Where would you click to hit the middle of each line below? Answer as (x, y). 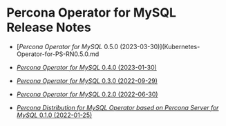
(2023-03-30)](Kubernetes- (160, 46)
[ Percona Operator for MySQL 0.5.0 (67, 46)
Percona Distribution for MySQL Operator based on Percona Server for (117, 107)
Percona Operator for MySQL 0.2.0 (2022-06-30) (87, 94)
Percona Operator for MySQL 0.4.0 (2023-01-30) (86, 67)
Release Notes (49, 27)
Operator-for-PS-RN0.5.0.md (58, 54)
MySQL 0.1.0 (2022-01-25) (54, 115)
